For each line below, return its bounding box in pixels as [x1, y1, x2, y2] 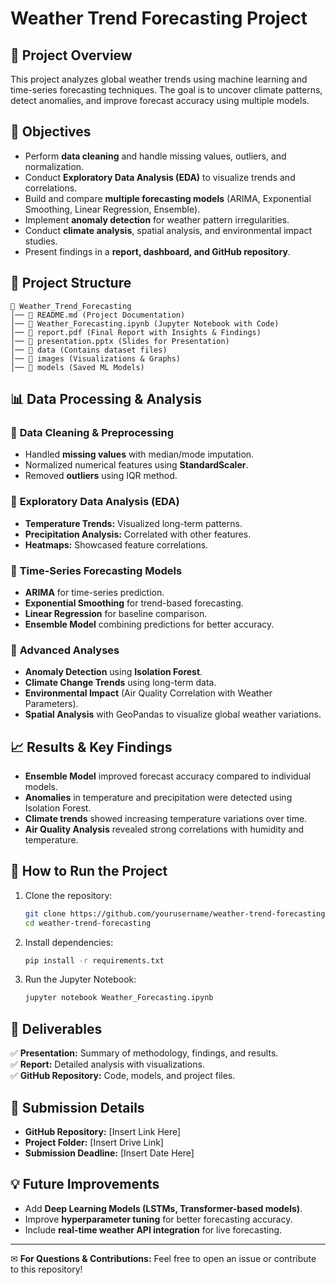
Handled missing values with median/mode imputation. [24, 448, 255, 461]
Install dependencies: [24, 936, 114, 948]
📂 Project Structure [10, 275, 132, 292]
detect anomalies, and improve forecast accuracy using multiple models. [10, 95, 310, 106]
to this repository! [10, 1263, 83, 1275]
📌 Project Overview [10, 47, 133, 64]
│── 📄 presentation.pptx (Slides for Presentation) [10, 336, 230, 346]
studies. [24, 235, 58, 247]
